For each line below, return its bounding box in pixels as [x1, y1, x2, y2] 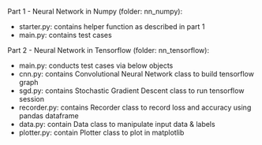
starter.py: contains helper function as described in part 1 [18, 22, 205, 31]
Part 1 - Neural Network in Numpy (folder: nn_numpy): [7, 7, 183, 16]
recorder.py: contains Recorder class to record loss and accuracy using [18, 102, 252, 112]
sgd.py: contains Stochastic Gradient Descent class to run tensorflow [18, 86, 245, 95]
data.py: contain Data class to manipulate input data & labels [18, 120, 215, 128]
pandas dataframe [18, 111, 80, 121]
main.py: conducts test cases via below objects [18, 61, 174, 70]
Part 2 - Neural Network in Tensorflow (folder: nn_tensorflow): [7, 46, 210, 54]
